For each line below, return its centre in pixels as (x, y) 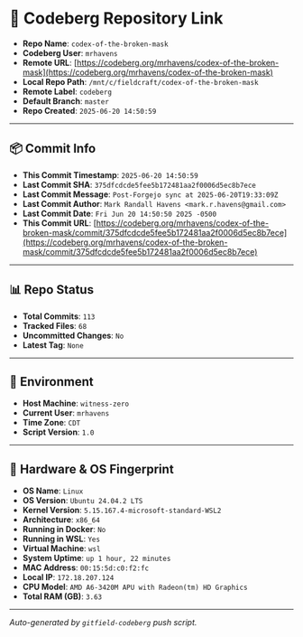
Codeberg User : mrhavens (70, 52)
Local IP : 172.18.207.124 (68, 577)
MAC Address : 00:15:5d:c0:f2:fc (86, 567)
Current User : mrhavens (66, 413)
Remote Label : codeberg (67, 91)
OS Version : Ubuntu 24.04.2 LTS (83, 501)
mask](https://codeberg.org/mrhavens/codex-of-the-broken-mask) (147, 72)
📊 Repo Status (52, 290)
